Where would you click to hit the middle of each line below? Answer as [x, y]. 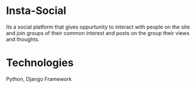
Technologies [40, 63]
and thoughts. [23, 39]
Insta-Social [36, 11]
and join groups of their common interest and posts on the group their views [98, 33]
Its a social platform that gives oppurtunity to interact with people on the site [98, 27]
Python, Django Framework [39, 79]
